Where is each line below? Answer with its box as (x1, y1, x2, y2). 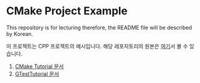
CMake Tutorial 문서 (14, 63, 64, 70)
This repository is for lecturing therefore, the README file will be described (6, 24, 192, 31)
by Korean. (6, 30, 33, 37)
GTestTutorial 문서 (14, 70, 59, 77)
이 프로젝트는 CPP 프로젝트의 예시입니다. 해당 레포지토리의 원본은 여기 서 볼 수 (6, 42, 188, 50)
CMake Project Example (6, 4, 128, 18)
